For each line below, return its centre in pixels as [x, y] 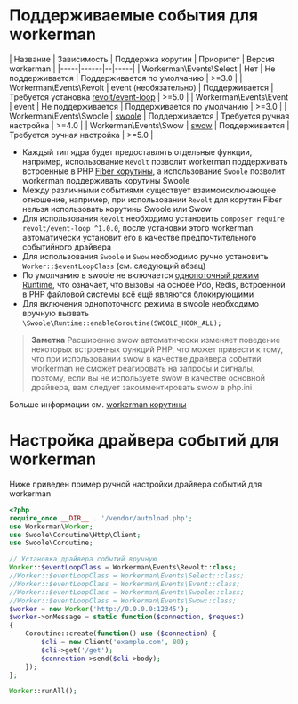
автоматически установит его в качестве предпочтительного [139, 237]
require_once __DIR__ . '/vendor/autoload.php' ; [101, 518]
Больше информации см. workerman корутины [98, 404]
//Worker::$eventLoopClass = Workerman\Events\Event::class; [125, 584]
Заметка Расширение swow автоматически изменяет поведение [156, 340]
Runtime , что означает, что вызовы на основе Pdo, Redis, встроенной [154, 284]
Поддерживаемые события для [134, 16]
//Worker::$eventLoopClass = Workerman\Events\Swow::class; [123, 601]
